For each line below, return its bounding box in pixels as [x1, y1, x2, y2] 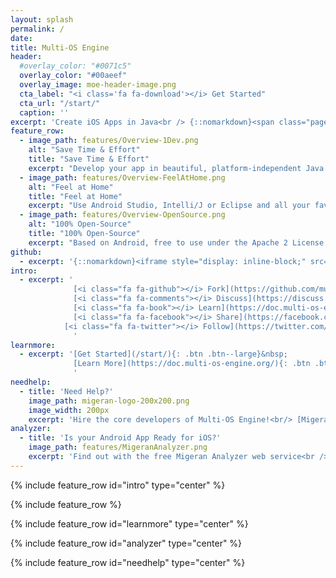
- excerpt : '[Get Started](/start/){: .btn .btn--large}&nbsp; [19, 349, 288, 360]
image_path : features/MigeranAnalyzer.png [28, 442, 208, 453]
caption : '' [19, 107, 70, 118]
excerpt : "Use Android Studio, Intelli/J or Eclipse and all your [28, 201, 311, 211]
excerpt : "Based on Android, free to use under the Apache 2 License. [28, 237, 329, 248]
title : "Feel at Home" [28, 191, 123, 201]
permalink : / [10, 24, 65, 34]
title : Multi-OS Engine [10, 42, 110, 53]
